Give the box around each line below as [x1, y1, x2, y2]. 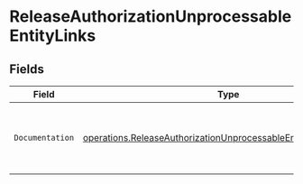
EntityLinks [9, 25, 96, 46]
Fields [9, 61, 45, 77]
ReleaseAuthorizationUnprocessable [9, 6, 292, 27]
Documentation [14, 133, 75, 143]
